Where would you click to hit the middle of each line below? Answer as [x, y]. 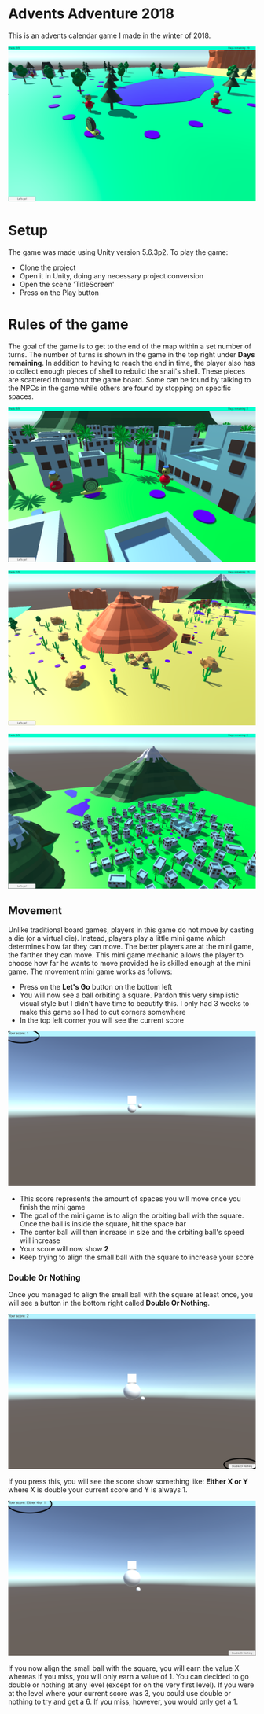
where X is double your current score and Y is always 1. [98, 1489]
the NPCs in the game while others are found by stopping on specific [120, 388]
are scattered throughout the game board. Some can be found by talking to [130, 379]
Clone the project [48, 267]
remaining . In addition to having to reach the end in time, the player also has [132, 363]
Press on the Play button [59, 293]
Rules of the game [68, 324]
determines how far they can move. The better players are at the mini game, [131, 946]
